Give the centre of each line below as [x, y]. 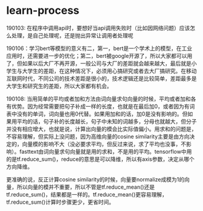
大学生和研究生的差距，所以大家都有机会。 [59, 86]
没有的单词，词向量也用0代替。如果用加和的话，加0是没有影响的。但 [102, 114]
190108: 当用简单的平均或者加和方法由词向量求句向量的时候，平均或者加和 [99, 99]
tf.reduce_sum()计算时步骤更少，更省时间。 [60, 202]
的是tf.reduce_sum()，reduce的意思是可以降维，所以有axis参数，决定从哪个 [100, 159]
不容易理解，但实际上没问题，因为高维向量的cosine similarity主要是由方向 [98, 136]
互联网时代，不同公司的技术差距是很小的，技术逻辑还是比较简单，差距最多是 [101, 78]
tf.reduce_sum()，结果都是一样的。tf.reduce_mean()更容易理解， [87, 194]
